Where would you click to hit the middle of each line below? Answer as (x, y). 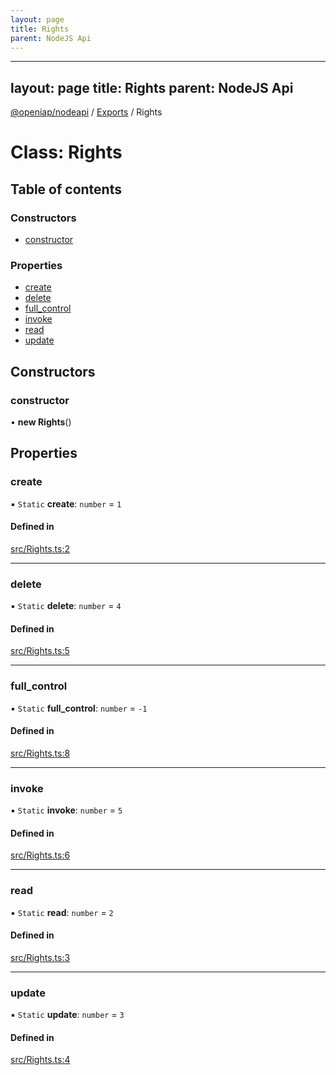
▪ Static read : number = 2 (62, 912)
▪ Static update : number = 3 (67, 1015)
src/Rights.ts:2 (40, 548)
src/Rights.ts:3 (40, 957)
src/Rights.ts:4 (40, 1060)
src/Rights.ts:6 (40, 855)
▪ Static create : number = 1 (66, 503)
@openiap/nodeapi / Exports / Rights (86, 112)
